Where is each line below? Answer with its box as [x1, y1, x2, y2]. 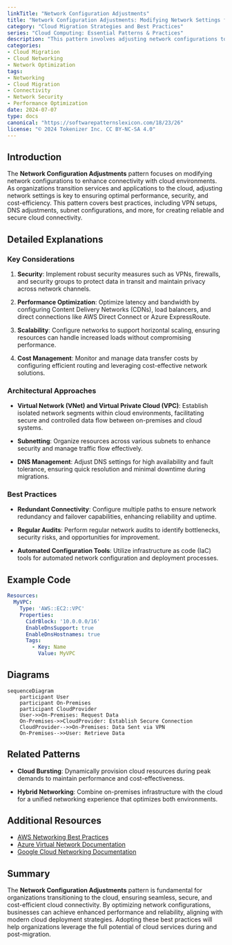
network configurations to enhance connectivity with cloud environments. [7, 177, 217, 185]
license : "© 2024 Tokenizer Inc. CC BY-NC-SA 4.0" [7, 126, 156, 133]
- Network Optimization [7, 61, 76, 68]
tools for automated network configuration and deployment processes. [17, 554, 219, 563]
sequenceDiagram [7, 688, 54, 694]
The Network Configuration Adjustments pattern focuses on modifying [7, 170, 213, 178]
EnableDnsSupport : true [25, 624, 95, 632]
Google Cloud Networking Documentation [17, 848, 137, 856]
